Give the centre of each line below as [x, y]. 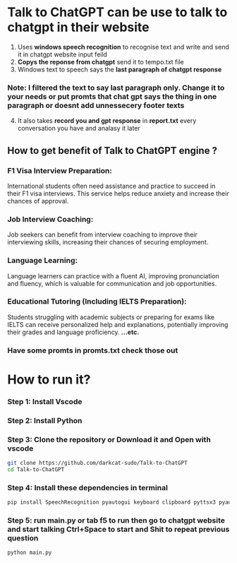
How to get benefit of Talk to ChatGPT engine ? [112, 150]
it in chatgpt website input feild [62, 54]
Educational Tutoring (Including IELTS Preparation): [97, 302]
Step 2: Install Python [45, 420]
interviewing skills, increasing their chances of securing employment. [108, 242]
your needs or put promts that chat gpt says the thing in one [112, 96]
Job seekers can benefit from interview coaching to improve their [102, 235]
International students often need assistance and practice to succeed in [111, 186]
